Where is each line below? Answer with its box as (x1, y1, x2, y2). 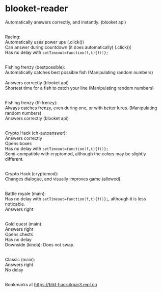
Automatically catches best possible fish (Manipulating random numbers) (5, 69, 153, 75)
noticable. (5, 201, 26, 207)
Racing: (5, 34, 21, 40)
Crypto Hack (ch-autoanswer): (5, 130, 67, 136)
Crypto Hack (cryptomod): (5, 170, 58, 176)
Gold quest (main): (5, 221, 43, 227)
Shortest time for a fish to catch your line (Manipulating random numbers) (5, 85, 154, 91)
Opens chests (5, 231, 33, 237)
